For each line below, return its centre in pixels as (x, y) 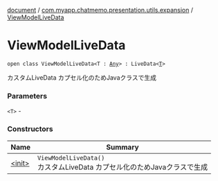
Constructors (30, 129)
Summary (123, 147)
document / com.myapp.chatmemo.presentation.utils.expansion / (100, 10)
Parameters (27, 96)
